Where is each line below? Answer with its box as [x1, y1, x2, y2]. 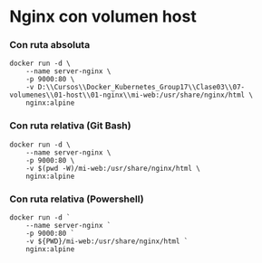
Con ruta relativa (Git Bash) [9, 119, 131, 132]
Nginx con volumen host [9, 6, 197, 27]
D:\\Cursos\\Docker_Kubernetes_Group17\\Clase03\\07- [37, 83, 246, 92]
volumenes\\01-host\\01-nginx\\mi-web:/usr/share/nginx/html [9, 90, 246, 100]
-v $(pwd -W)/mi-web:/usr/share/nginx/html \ [25, 164, 201, 173]
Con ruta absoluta [9, 39, 91, 52]
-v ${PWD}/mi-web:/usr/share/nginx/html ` [25, 237, 189, 246]
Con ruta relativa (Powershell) [9, 193, 144, 205]
